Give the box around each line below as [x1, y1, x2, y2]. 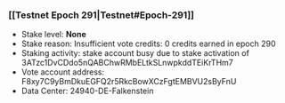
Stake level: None [20, 29, 86, 40]
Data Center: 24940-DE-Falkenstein [20, 85, 154, 97]
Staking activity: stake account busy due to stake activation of [20, 48, 250, 59]
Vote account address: [20, 67, 105, 77]
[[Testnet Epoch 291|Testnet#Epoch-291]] [8, 9, 195, 21]
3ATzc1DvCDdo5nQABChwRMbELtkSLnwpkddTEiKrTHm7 [20, 58, 233, 68]
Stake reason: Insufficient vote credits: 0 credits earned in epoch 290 [20, 38, 277, 49]
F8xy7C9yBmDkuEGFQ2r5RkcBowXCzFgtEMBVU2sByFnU [20, 76, 237, 87]
